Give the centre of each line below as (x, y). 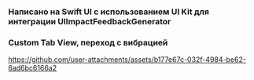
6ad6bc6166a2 (33, 68)
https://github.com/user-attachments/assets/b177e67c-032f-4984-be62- (127, 60)
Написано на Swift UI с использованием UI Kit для (109, 12)
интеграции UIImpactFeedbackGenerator (90, 21)
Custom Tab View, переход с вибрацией (88, 42)
